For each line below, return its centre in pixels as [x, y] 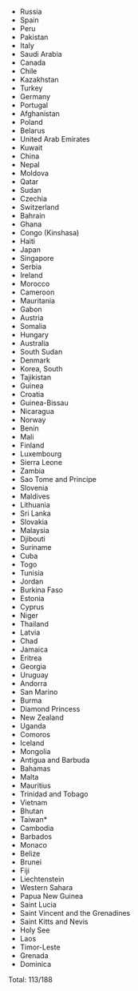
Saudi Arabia [41, 54]
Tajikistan [35, 377]
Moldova [34, 173]
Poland [32, 122]
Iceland [32, 743]
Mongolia [35, 751]
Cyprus [32, 607]
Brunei [31, 862]
